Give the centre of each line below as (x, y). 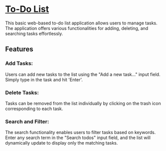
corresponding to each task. (34, 109)
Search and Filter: (27, 122)
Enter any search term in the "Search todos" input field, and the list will (78, 138)
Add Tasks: (19, 63)
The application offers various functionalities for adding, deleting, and (77, 28)
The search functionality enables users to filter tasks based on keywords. (81, 133)
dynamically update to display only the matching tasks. (62, 143)
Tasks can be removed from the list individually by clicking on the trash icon (83, 103)
